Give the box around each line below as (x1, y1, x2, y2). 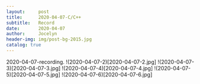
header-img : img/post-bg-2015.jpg (6, 36, 93, 42)
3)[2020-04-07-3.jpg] (6, 64, 61, 71)
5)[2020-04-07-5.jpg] (6, 71, 61, 78)
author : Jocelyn (6, 31, 58, 37)
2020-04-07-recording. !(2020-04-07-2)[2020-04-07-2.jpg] (6, 58, 156, 66)
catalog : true (6, 42, 42, 48)
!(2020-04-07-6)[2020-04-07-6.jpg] (61, 71, 153, 78)
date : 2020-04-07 (6, 25, 66, 32)
